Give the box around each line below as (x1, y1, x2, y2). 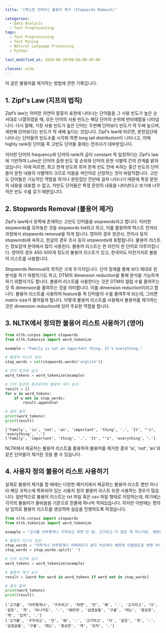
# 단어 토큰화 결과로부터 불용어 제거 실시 (5, 381, 79, 387)
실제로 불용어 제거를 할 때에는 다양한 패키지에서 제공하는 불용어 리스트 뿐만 (5, 481, 149, 487)
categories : (5, 16, 30, 21)
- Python (9, 48, 28, 53)
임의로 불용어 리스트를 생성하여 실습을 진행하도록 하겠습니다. (10, 506, 127, 512)
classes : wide (5, 66, 35, 71)
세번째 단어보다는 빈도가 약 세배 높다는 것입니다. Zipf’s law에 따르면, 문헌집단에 (5, 129, 158, 135)
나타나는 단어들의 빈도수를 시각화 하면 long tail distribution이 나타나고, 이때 (5, 135, 151, 141)
